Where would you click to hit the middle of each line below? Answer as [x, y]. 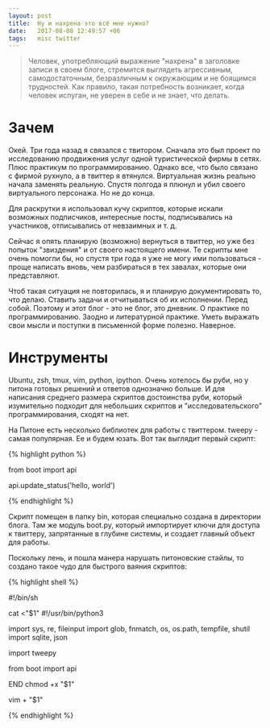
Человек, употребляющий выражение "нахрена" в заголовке [134, 61]
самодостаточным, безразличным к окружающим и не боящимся [142, 78]
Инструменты [58, 358]
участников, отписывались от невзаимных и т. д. [93, 225]
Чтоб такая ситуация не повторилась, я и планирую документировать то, [135, 292]
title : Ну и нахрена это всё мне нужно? [79, 23]
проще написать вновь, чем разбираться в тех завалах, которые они [127, 267]
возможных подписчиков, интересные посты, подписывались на [120, 217]
